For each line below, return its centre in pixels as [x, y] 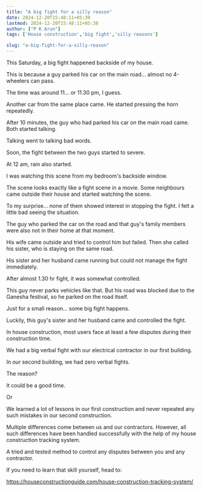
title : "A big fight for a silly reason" [59, 12]
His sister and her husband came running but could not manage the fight [97, 260]
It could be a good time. [36, 385]
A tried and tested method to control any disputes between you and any [96, 452]
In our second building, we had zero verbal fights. [68, 362]
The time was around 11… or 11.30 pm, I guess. [64, 92]
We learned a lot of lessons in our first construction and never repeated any [100, 409]
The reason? [22, 374]
